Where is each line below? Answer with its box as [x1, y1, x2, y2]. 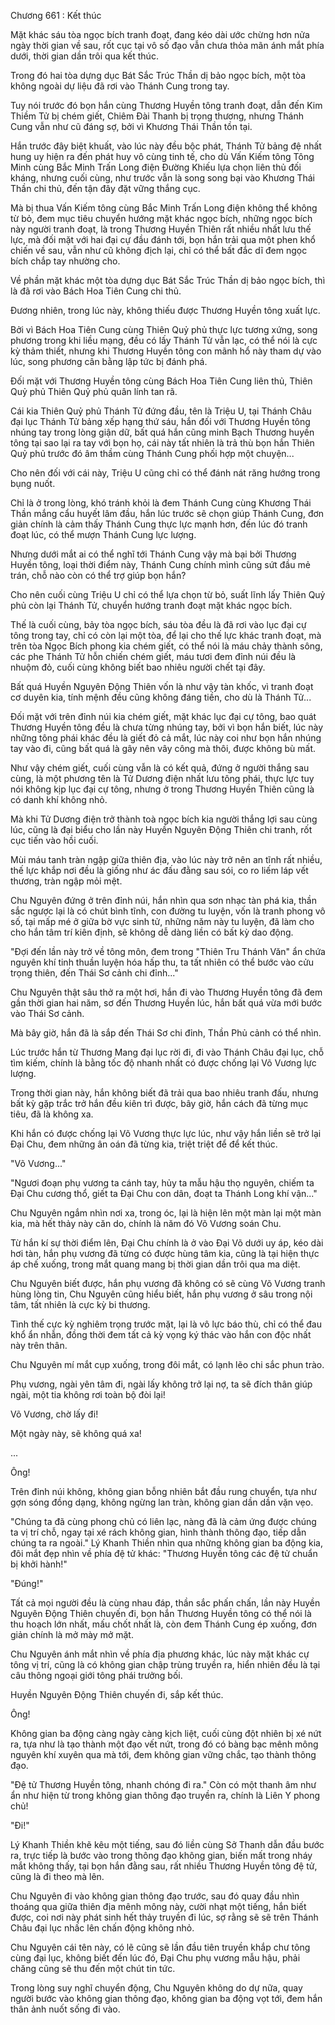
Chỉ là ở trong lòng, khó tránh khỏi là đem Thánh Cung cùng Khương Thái [10, 497, 312, 509]
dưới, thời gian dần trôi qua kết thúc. [10, 50, 159, 62]
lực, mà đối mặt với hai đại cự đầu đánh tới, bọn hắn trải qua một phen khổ [10, 234, 316, 245]
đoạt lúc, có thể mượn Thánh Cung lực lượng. [10, 529, 197, 540]
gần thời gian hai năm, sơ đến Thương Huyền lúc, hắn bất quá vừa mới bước [10, 997, 323, 1009]
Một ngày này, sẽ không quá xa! [10, 1428, 142, 1439]
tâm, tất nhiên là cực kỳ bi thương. [10, 1299, 151, 1310]
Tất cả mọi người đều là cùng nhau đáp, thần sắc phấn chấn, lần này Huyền [10, 1597, 321, 1609]
